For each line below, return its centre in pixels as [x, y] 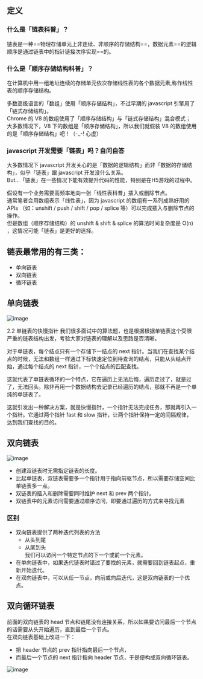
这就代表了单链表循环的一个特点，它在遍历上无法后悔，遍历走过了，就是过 [99, 379]
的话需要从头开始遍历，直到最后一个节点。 [60, 629]
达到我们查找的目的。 [33, 422]
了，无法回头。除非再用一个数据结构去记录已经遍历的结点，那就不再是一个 [99, 386]
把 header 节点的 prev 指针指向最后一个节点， [73, 649]
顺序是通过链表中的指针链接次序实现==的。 [61, 51]
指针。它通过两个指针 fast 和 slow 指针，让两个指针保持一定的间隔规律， [102, 414]
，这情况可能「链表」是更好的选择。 [52, 231]
